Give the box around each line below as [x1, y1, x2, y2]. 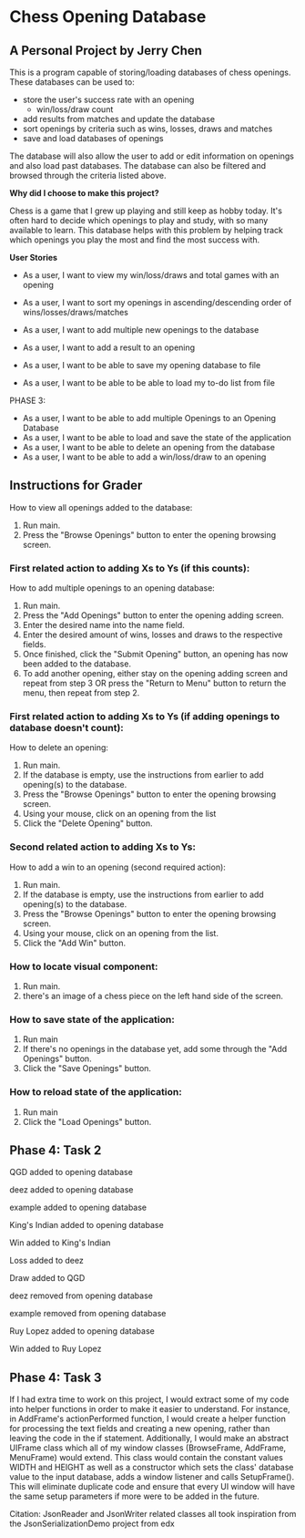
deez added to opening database [9, 1184, 134, 1195]
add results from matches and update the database [22, 114, 216, 124]
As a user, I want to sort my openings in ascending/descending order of [22, 297, 292, 307]
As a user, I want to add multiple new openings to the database [22, 325, 259, 335]
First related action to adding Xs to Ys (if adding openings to [9, 710, 280, 723]
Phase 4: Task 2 [9, 1142, 102, 1158]
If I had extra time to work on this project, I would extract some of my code [9, 1394, 290, 1405]
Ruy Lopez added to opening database [9, 1326, 155, 1337]
